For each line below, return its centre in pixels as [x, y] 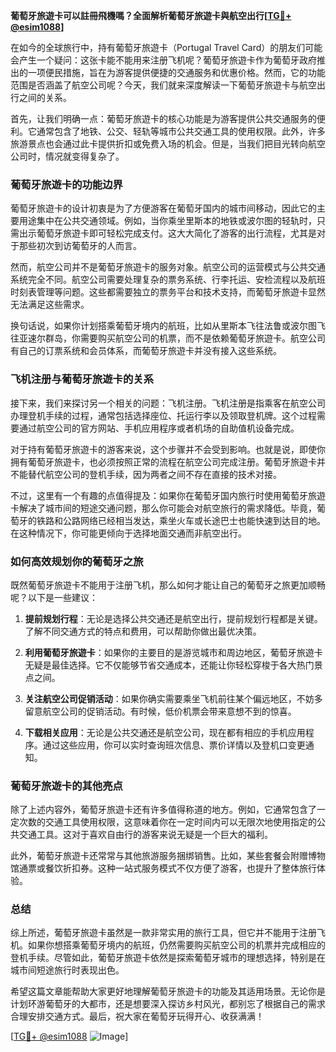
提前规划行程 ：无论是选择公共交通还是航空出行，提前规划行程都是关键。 [173, 618]
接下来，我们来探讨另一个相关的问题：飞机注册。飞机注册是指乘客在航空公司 [168, 403]
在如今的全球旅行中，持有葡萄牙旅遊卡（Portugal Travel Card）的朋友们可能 [166, 47]
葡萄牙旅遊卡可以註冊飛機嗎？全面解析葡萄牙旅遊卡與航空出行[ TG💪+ [151, 15]
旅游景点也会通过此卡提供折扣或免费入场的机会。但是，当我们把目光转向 [159, 143]
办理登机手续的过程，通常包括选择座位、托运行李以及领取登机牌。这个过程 [163, 415]
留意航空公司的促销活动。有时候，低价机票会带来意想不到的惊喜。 [160, 711]
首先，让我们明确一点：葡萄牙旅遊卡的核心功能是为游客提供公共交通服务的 [163, 118]
